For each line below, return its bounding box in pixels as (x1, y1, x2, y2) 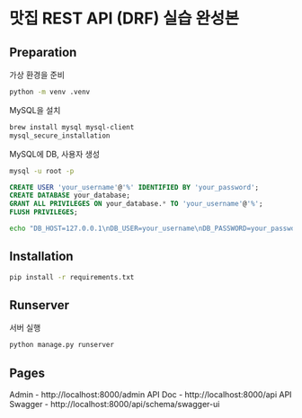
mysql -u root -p (9, 166, 75, 175)
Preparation (9, 44, 77, 59)
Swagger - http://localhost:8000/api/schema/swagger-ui (9, 399, 220, 410)
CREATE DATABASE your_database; (9, 191, 130, 200)
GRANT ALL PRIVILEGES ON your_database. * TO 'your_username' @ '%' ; (9, 200, 263, 209)
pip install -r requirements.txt (9, 272, 135, 281)
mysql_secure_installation (9, 131, 111, 140)
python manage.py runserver (9, 341, 115, 350)
